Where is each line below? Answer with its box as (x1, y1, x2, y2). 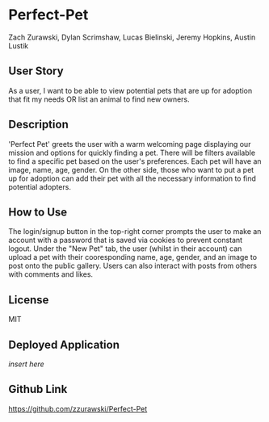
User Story (8, 65, 64, 78)
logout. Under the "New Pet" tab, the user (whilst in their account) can (8, 244, 242, 253)
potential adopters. (8, 182, 71, 191)
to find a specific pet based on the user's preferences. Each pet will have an (8, 156, 262, 166)
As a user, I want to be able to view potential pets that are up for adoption (8, 86, 253, 95)
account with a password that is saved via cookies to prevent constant (8, 236, 243, 245)
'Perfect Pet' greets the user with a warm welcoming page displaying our (8, 139, 251, 148)
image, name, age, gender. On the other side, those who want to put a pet (8, 165, 254, 174)
